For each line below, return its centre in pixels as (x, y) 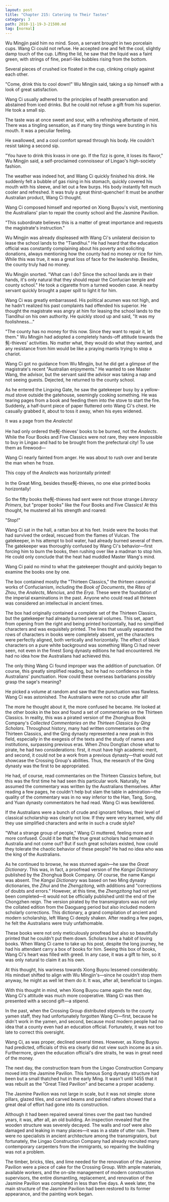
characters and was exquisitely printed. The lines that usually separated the (83, 629)
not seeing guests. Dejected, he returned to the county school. (70, 380)
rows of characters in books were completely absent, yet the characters (80, 634)
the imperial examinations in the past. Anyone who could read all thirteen (81, 598)
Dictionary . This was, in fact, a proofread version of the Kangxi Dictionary (82, 869)
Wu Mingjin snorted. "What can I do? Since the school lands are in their (79, 274)
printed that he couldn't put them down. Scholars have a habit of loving (79, 939)
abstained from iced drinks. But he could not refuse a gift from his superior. (83, 105)
